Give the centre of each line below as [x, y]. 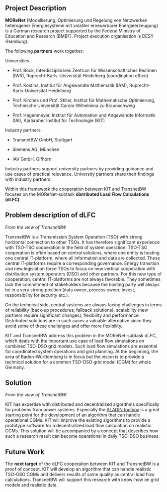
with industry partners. [29, 179]
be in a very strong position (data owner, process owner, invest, [70, 290]
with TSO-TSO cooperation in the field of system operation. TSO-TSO [76, 247]
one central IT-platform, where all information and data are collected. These [83, 258]
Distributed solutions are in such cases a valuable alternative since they [79, 320]
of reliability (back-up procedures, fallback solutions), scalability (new [77, 310]
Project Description [36, 8]
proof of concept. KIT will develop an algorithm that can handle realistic [78, 469]
